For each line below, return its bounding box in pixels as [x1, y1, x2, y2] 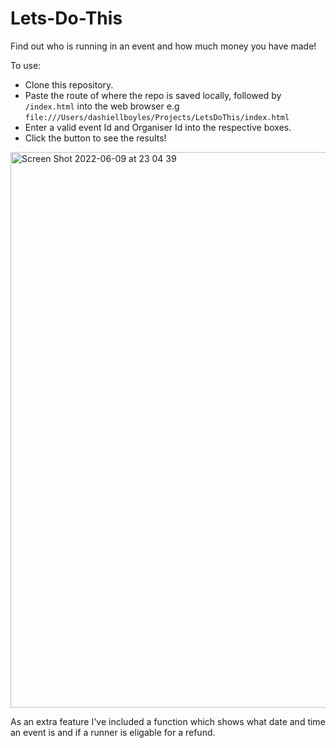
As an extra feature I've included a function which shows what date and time [10, 715, 326, 727]
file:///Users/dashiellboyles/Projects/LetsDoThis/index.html [24, 112, 290, 122]
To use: [10, 59, 42, 71]
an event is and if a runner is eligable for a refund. [10, 726, 216, 738]
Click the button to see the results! [24, 132, 167, 144]
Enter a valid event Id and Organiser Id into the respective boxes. [24, 121, 292, 133]
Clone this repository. [24, 78, 114, 91]
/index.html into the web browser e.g [24, 100, 180, 112]
